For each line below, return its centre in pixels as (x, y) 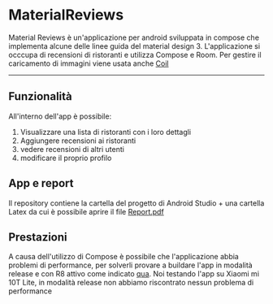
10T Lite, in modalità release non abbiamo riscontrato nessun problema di (131, 283)
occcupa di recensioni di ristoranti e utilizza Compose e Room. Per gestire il (135, 54)
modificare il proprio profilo (66, 158)
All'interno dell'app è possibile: (60, 116)
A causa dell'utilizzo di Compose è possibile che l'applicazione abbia (124, 257)
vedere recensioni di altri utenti (72, 149)
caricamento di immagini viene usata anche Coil (89, 63)
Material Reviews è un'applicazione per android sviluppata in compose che (134, 37)
